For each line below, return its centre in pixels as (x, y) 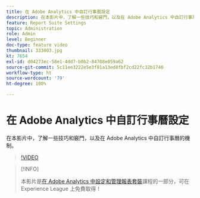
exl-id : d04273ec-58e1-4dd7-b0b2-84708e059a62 (65, 61)
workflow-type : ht (29, 73)
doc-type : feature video (37, 45)
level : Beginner (26, 39)
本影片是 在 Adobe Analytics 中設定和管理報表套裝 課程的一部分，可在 (105, 181)
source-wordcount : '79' (36, 78)
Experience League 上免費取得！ (61, 188)
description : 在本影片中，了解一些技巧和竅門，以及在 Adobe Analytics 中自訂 (95, 17)
